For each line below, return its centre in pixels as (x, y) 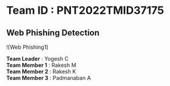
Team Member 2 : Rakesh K (41, 72)
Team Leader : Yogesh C (37, 59)
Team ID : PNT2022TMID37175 (85, 11)
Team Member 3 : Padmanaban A (49, 78)
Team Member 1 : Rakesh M (41, 65)
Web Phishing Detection (53, 33)
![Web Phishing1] (27, 47)
